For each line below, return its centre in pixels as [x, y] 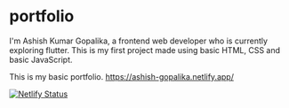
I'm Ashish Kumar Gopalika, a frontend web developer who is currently [139, 41]
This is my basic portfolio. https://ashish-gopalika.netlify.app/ [121, 76]
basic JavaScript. [41, 59]
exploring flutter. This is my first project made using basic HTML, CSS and [145, 50]
